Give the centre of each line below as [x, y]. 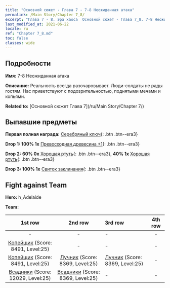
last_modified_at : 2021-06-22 [37, 24]
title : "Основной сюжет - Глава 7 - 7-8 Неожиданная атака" [70, 10]
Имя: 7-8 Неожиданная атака [37, 76]
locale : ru [17, 29]
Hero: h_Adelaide [23, 197]
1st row [30, 223]
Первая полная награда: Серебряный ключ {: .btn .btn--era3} [72, 134]
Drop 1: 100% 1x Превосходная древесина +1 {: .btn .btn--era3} [73, 144]
